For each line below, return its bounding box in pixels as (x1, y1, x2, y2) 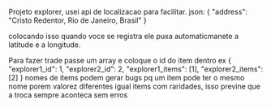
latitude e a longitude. (8, 40, 81, 50)
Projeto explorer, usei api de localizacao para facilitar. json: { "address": (8, 7, 248, 16)
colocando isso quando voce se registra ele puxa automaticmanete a (8, 32, 239, 41)
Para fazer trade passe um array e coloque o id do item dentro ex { (8, 56, 231, 65)
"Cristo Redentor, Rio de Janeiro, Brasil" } (8, 15, 148, 25)
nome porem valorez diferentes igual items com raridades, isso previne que (8, 81, 261, 91)
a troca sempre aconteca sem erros (8, 90, 128, 100)
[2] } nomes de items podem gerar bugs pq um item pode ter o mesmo (8, 73, 245, 82)
